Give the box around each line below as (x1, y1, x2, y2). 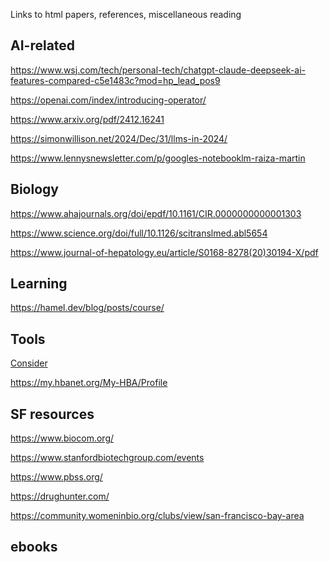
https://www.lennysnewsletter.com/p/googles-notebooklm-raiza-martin (10, 152, 306, 164)
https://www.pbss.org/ (10, 471, 103, 483)
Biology (10, 181, 59, 198)
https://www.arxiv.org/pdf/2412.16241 (10, 113, 165, 125)
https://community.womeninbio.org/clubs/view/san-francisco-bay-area (10, 510, 305, 522)
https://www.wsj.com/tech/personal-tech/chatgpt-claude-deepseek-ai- (10, 64, 307, 76)
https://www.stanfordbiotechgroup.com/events (10, 452, 205, 464)
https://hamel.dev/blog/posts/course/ (10, 302, 165, 314)
